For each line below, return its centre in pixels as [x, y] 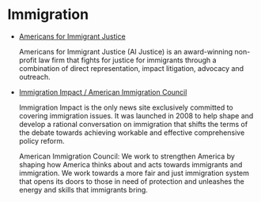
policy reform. [42, 140]
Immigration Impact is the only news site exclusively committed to [126, 107]
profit [28, 60]
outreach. [34, 77]
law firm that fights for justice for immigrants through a [127, 60]
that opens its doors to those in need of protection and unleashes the [131, 181]
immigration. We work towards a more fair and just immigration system [134, 173]
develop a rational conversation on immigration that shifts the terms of [133, 124]
